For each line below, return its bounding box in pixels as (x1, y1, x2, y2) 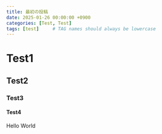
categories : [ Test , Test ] (6, 20, 72, 26)
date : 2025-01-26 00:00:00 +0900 (6, 14, 91, 21)
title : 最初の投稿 (6, 8, 49, 15)
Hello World (6, 122, 36, 129)
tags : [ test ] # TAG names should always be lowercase (6, 25, 156, 32)
